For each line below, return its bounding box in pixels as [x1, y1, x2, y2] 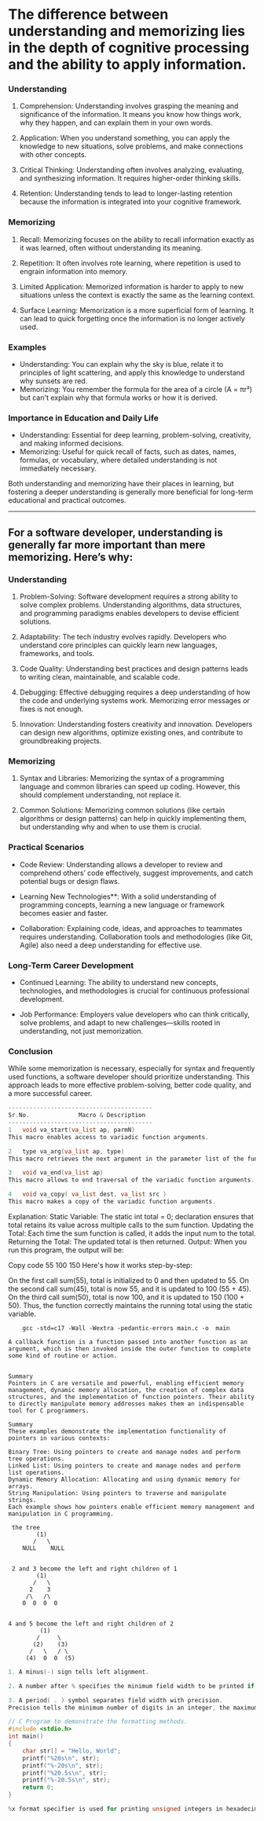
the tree [11, 1523, 41, 1531]
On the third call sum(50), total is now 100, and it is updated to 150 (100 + [8, 1292, 245, 1302]
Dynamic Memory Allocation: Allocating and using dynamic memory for [8, 1475, 241, 1483]
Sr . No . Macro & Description [8, 1112, 146, 1119]
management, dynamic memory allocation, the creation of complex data [8, 1386, 244, 1394]
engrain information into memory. [19, 266, 128, 276]
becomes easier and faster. [19, 908, 108, 918]
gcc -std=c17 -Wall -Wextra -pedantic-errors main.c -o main [22, 1324, 230, 1332]
